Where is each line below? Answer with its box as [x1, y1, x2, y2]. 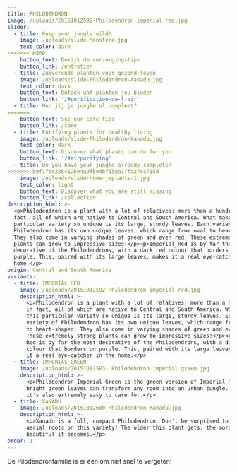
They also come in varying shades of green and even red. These [13, 234, 207, 241]
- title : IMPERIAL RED [13, 280, 80, 287]
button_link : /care [20, 122, 78, 129]
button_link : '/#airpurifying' [20, 155, 112, 163]
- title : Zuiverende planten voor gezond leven [13, 69, 157, 76]
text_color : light [20, 181, 74, 188]
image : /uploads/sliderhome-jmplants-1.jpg [20, 175, 150, 182]
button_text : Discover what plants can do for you [20, 148, 172, 155]
